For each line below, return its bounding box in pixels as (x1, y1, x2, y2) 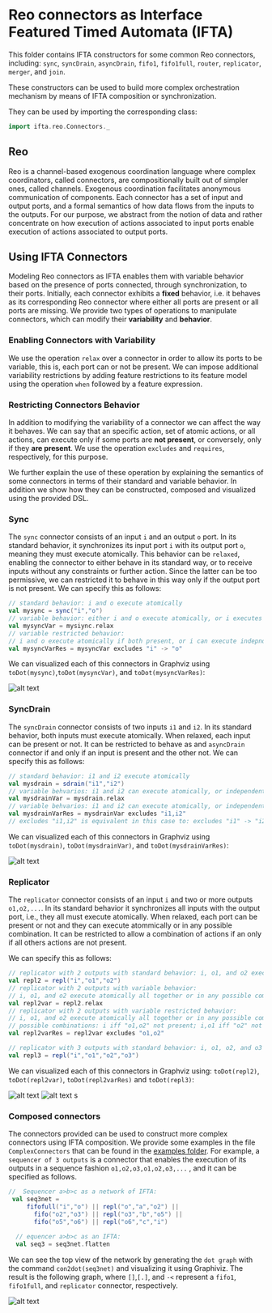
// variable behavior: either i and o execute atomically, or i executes (8, 614, 263, 623)
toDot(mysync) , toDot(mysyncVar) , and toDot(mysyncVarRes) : (8, 668, 206, 678)
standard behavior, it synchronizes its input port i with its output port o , (8, 541, 246, 550)
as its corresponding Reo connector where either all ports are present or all (8, 297, 259, 307)
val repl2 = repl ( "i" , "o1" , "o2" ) (8, 977, 121, 985)
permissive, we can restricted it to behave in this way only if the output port (8, 575, 261, 584)
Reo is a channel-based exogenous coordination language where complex (8, 166, 257, 176)
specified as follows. (8, 1172, 77, 1182)
